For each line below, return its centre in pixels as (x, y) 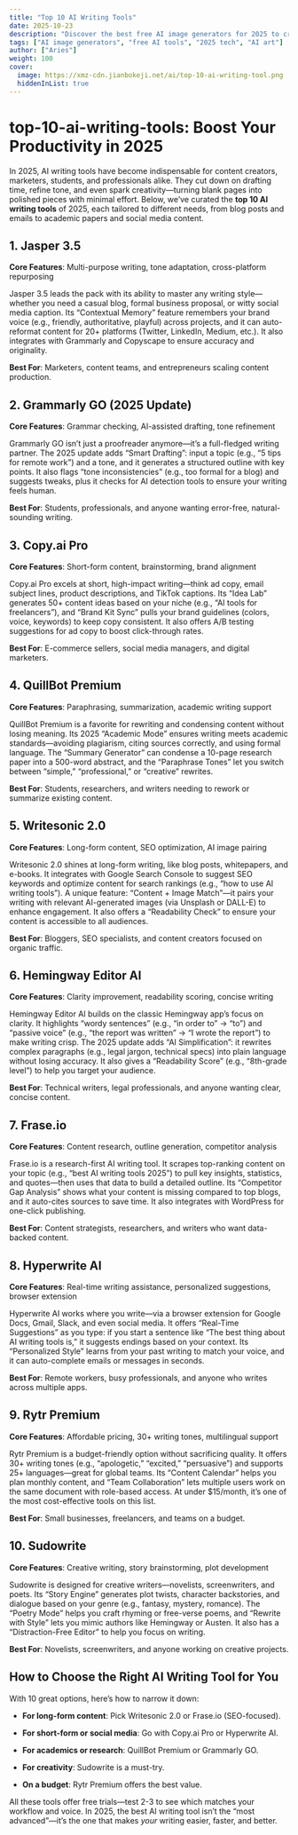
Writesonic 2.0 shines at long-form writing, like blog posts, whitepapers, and (149, 864)
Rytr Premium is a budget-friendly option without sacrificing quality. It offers (148, 1453)
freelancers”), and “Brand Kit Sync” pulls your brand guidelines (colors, (139, 612)
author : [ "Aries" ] (43, 51)
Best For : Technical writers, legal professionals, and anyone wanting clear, (145, 1088)
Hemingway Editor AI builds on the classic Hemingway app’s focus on (137, 1014)
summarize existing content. (61, 798)
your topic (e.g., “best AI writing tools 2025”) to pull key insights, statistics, (145, 1174)
